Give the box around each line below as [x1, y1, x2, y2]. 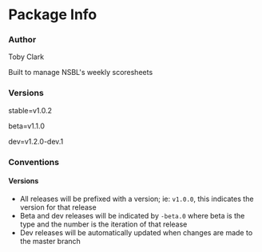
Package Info [8, 6, 97, 24]
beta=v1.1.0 [8, 121, 46, 131]
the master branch [19, 236, 81, 246]
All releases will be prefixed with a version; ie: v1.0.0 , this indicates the [19, 194, 254, 203]
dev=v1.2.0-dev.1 [8, 136, 64, 146]
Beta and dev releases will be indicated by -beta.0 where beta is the [19, 211, 245, 220]
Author [8, 34, 37, 45]
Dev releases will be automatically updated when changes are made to [19, 227, 253, 237]
